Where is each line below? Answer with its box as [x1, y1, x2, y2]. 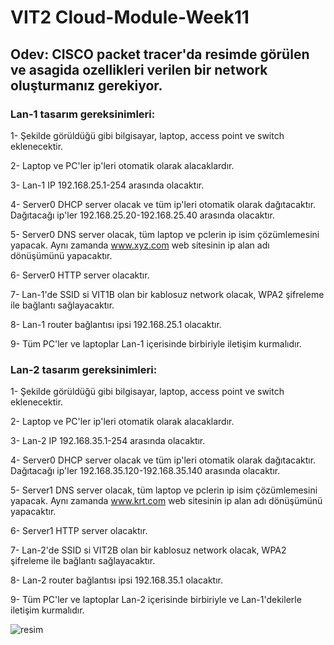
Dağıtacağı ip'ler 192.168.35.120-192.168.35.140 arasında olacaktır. [10, 465, 281, 477]
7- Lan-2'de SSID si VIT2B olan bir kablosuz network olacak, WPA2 [10, 544, 287, 556]
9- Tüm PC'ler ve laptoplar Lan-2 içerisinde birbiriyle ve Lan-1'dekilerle [10, 594, 302, 606]
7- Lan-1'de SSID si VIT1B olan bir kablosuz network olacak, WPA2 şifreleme [10, 288, 325, 300]
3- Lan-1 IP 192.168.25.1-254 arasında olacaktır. [10, 179, 205, 191]
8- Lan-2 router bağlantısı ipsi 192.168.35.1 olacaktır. [10, 574, 223, 586]
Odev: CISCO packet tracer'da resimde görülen [10, 46, 310, 63]
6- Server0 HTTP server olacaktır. [10, 269, 150, 281]
